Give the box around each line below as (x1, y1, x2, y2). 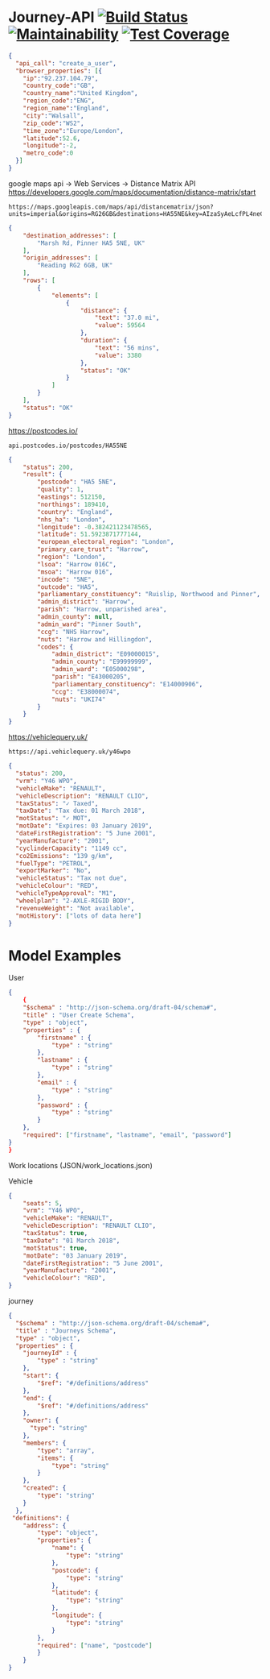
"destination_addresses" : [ (22, 231, 117, 239)
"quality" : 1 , (37, 486, 84, 494)
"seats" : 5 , (22, 1199, 63, 1208)
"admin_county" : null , (37, 613, 113, 621)
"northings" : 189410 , (37, 500, 110, 508)
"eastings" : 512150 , (37, 493, 106, 501)
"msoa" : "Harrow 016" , (37, 568, 113, 576)
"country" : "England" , (37, 508, 113, 516)
